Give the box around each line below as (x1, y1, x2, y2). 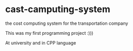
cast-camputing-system (5, 4, 110, 15)
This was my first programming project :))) (5, 30, 94, 36)
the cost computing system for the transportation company (5, 20, 128, 26)
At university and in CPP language (5, 39, 76, 46)
